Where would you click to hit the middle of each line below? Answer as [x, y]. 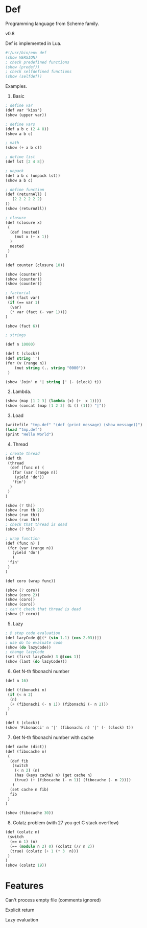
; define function [25, 190]
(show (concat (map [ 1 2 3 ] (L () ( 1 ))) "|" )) [56, 406]
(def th [14, 458]
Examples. [16, 86]
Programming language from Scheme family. [52, 24]
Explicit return [20, 910]
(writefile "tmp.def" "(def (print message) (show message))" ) [74, 425]
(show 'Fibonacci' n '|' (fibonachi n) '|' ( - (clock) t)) [69, 728]
